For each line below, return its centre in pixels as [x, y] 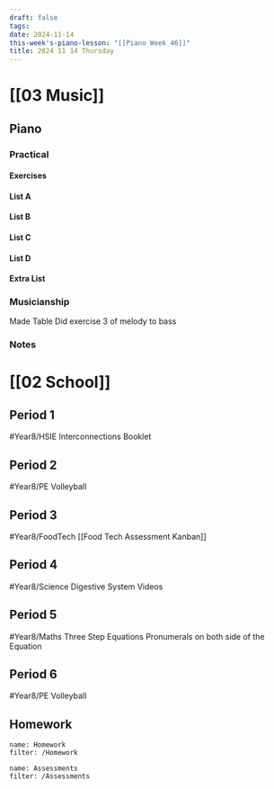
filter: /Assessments [50, 776]
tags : [19, 26]
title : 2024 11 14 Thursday [62, 51]
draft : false [34, 18]
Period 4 [34, 565]
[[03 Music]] [57, 96]
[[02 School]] [60, 382]
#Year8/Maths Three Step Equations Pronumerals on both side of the [137, 636]
